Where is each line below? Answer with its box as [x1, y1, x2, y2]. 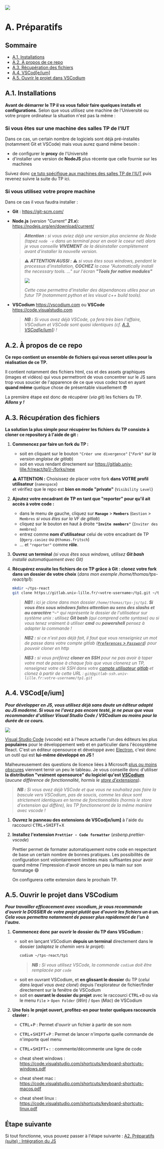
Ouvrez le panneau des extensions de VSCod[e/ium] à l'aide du [12, 817, 143, 823]
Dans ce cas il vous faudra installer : [5, 199, 78, 205]
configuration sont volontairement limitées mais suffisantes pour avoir [12, 857, 153, 863]
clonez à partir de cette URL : [24, 670, 84, 676]
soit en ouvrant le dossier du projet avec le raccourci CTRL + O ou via [19, 993, 158, 998]
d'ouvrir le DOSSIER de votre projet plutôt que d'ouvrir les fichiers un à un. [5, 909, 160, 915]
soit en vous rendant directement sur [19, 461, 94, 467]
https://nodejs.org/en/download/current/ [12, 223, 94, 230]
